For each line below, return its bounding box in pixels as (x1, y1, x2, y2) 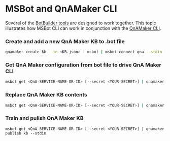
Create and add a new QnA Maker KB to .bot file (5, 38, 125, 45)
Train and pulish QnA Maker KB (5, 115, 84, 122)
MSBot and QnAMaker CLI (5, 3, 118, 15)
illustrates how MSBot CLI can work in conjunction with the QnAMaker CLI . (5, 25, 161, 31)
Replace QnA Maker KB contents (5, 91, 88, 98)
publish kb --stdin (5, 130, 47, 136)
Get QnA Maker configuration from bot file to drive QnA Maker (5, 61, 161, 68)
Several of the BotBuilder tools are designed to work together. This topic (5, 20, 156, 26)
